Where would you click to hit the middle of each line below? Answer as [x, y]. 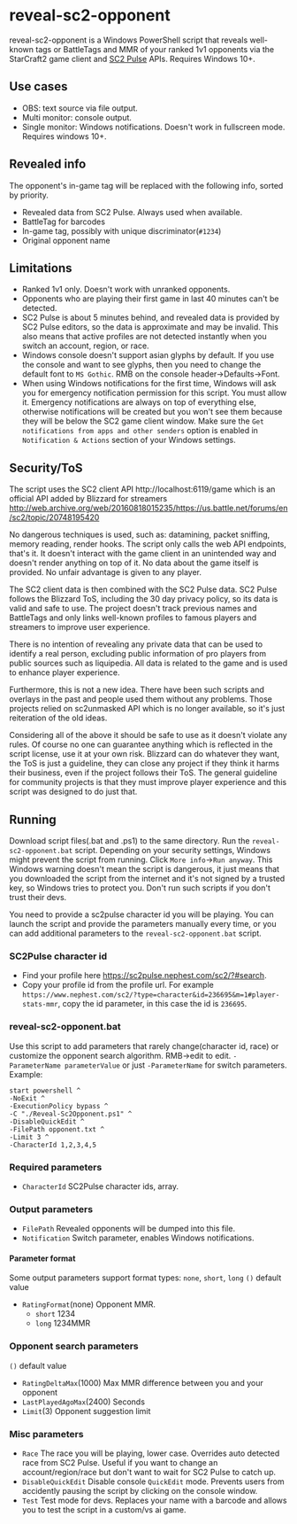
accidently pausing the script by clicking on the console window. [140, 1490]
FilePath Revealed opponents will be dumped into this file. [129, 1229]
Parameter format [42, 1258]
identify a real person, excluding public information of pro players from [138, 654]
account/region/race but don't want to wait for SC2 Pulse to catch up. [149, 1472]
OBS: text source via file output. [80, 108]
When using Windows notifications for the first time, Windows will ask [149, 384]
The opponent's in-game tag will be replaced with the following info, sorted [146, 185]
